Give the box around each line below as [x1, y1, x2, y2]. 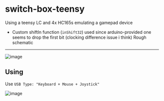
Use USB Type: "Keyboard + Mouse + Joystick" [5, 81, 100, 87]
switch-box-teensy [5, 3, 85, 15]
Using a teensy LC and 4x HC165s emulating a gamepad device [5, 20, 133, 25]
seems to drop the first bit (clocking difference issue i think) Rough [12, 34, 146, 40]
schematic [12, 39, 33, 45]
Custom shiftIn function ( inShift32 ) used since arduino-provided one [12, 29, 151, 35]
